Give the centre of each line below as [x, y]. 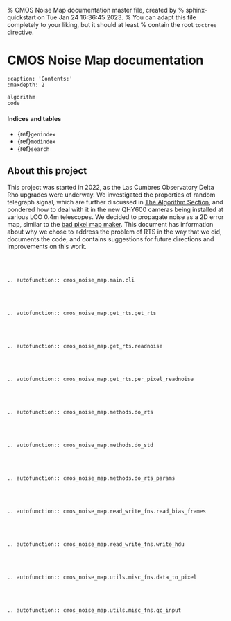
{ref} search [33, 149]
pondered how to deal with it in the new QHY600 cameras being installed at [115, 209]
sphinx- [197, 10]
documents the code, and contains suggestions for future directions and [111, 239]
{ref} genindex [36, 134]
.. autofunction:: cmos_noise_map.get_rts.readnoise [85, 346]
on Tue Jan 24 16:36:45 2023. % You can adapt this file [117, 17]
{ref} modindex [36, 141]
